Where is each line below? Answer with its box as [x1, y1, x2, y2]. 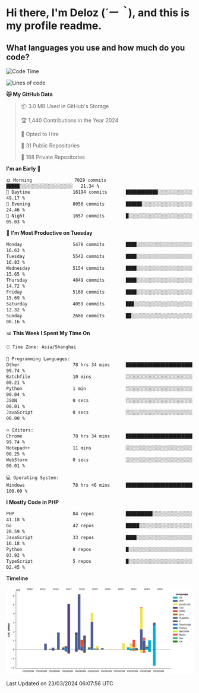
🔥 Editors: [6, 427, 34, 433]
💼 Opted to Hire [20, 131, 59, 137]
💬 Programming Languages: [6, 356, 70, 362]
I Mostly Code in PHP [6, 499, 59, 506]
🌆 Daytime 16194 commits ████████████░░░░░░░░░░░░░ [6, 189, 193, 195]
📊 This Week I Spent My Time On [6, 330, 90, 336]
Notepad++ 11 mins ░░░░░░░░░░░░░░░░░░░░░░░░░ [6, 445, 193, 451]
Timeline [6, 575, 29, 582]
